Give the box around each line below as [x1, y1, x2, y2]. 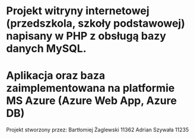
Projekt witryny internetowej [6, 4, 150, 18]
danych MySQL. [6, 42, 87, 56]
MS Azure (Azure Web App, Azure [6, 94, 177, 108]
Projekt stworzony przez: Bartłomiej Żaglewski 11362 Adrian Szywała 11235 [6, 126, 189, 134]
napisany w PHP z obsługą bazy [6, 30, 167, 43]
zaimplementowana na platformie [6, 82, 175, 95]
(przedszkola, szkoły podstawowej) [6, 17, 186, 30]
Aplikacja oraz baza [6, 69, 106, 82]
